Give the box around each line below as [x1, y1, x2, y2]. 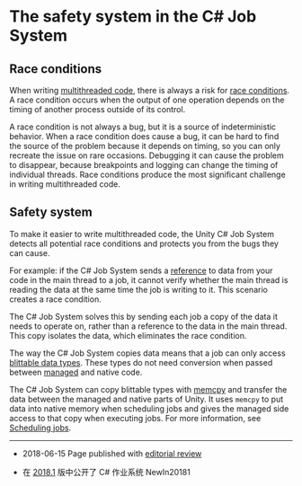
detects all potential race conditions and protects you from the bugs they [9, 238, 279, 249]
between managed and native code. [9, 367, 143, 377]
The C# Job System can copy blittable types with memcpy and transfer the [9, 384, 288, 394]
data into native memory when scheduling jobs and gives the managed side [9, 402, 289, 414]
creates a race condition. [9, 294, 102, 305]
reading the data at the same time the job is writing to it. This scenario [9, 284, 268, 295]
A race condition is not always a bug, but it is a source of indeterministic [9, 121, 277, 132]
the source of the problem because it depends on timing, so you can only [9, 141, 281, 151]
